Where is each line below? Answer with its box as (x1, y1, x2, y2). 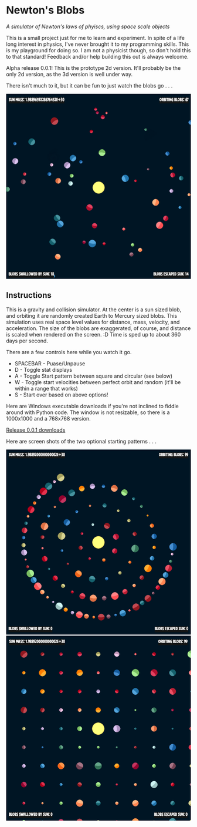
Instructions (6, 290, 52, 300)
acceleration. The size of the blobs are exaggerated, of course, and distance (6, 324, 191, 332)
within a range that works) (14, 385, 78, 392)
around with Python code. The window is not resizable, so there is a (6, 409, 170, 416)
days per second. (6, 337, 49, 344)
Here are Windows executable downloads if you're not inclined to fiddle (6, 402, 179, 409)
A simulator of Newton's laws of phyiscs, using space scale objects (6, 23, 170, 30)
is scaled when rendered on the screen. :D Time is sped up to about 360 (6, 331, 181, 338)
